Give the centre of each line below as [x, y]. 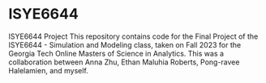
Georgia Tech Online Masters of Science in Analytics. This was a [116, 53]
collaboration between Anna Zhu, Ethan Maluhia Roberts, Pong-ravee [124, 62]
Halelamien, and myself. [49, 70]
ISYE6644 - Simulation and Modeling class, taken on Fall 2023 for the [125, 44]
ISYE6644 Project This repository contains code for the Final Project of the [133, 36]
